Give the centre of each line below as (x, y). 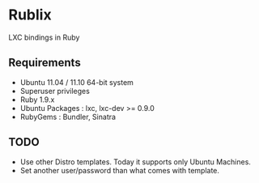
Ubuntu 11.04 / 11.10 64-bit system (76, 82)
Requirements (45, 63)
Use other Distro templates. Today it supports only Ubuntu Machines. (135, 162)
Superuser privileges (55, 91)
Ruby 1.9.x (37, 100)
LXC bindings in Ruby (44, 37)
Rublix (30, 15)
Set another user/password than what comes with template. (120, 170)
